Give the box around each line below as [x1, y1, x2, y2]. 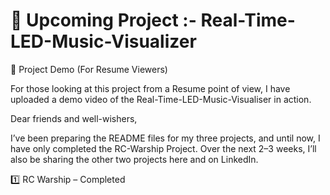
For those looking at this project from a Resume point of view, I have [10, 82, 291, 94]
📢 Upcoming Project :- [10, 9, 197, 32]
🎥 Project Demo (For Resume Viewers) [10, 63, 168, 75]
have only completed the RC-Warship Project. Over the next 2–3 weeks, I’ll [10, 142, 317, 154]
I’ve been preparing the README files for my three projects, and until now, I [10, 132, 321, 144]
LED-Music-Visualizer [10, 30, 197, 53]
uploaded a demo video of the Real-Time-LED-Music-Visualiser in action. [10, 93, 312, 105]
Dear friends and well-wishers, [10, 112, 138, 124]
